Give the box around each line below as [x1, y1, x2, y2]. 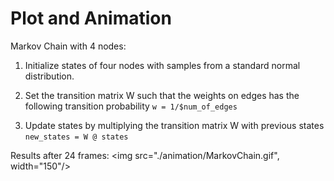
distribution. [24, 70, 75, 82]
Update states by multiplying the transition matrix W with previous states [24, 119, 325, 131]
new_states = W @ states [24, 132, 129, 142]
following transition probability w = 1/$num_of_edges [24, 100, 238, 112]
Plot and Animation [10, 7, 172, 30]
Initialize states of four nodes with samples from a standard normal [24, 59, 301, 71]
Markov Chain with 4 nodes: [10, 40, 127, 52]
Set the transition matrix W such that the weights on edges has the [24, 89, 300, 101]
